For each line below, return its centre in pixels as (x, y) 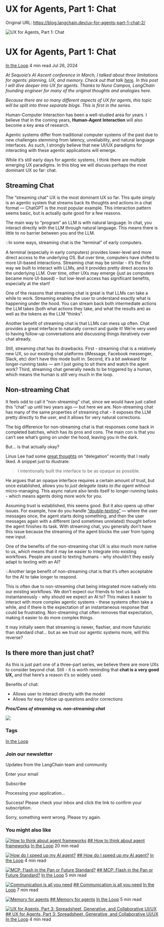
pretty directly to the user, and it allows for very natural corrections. (73, 417)
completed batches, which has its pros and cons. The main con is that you (80, 432)
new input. (16, 537)
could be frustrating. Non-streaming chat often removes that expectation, (79, 612)
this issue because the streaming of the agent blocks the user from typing (80, 531)
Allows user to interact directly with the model (59, 694)
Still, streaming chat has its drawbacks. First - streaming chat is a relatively (81, 348)
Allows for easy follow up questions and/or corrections (68, 699)
